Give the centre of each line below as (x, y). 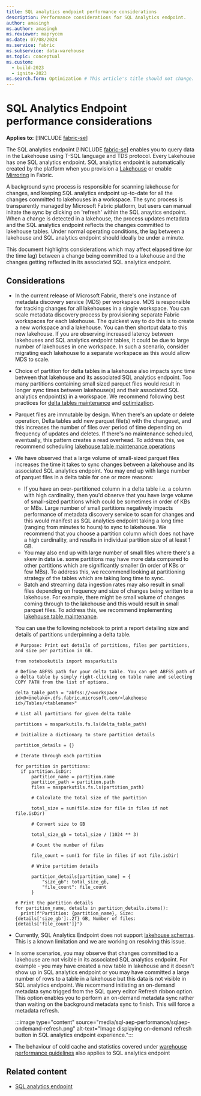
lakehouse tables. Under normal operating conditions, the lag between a (95, 231)
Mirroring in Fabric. (30, 175)
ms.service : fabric (31, 46)
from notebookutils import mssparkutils (66, 661)
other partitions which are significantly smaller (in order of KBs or (105, 565)
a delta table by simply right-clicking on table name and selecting (104, 677)
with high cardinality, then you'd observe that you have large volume (108, 495)
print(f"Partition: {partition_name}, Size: (77, 913)
